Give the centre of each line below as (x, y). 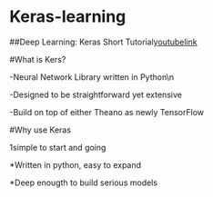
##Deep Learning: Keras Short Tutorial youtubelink (103, 42)
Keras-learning (68, 17)
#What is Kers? (38, 59)
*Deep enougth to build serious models (83, 182)
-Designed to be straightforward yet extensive (96, 94)
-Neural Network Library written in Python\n (92, 77)
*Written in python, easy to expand (76, 164)
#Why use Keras (40, 130)
